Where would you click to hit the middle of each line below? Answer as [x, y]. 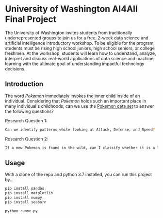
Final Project [31, 19]
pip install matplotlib [29, 193]
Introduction [24, 84]
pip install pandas [25, 189]
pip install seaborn [26, 202]
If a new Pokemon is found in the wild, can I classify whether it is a [80, 148]
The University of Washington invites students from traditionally [69, 33]
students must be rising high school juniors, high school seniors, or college [80, 48]
